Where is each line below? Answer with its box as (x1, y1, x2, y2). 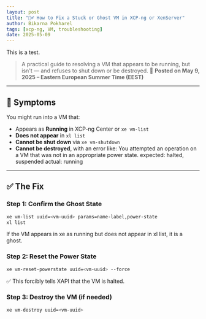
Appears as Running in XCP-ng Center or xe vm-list (15, 125, 149, 133)
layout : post (6, 9, 40, 15)
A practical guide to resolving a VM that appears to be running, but (21, 61, 190, 68)
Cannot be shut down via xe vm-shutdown (15, 138, 121, 145)
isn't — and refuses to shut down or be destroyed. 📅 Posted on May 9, (21, 67, 200, 74)
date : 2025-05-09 (6, 32, 51, 38)
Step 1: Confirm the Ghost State (6, 200, 102, 209)
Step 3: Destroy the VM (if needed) (6, 293, 112, 301)
